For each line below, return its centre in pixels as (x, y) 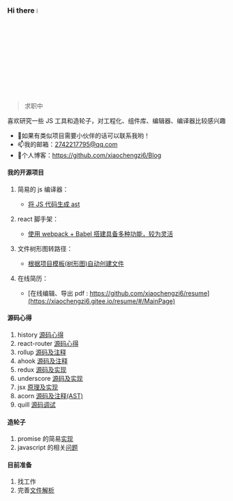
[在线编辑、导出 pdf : (58, 293)
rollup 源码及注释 (42, 352)
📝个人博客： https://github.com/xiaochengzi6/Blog (89, 155)
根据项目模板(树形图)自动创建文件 (76, 263)
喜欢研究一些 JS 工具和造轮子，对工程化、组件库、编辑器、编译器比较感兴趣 (116, 120)
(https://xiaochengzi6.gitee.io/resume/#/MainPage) (102, 301)
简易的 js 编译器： (43, 189)
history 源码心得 (40, 335)
